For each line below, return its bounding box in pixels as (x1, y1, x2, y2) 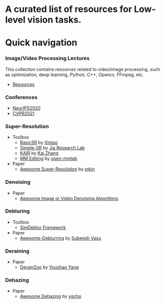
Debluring (5, 207, 30, 214)
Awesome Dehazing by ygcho (19, 293, 81, 299)
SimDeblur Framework (19, 224, 66, 230)
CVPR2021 (12, 110, 35, 116)
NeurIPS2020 (12, 105, 41, 111)
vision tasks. (27, 14, 81, 25)
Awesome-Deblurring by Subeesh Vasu (19, 235, 101, 241)
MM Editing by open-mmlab (19, 155, 77, 161)
